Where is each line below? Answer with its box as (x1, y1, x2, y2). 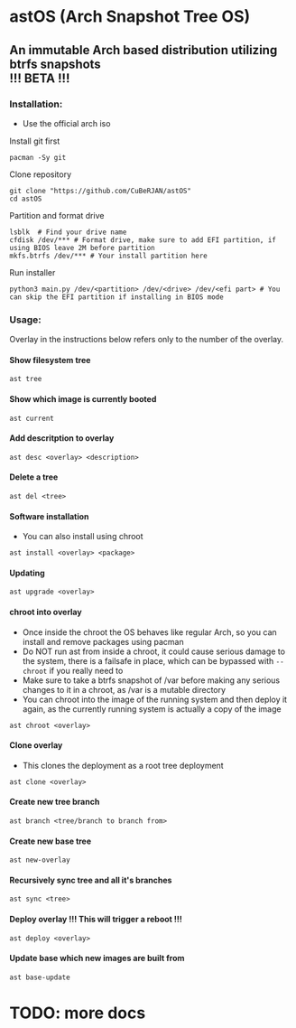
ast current (9, 414, 54, 423)
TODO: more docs (9, 1003, 146, 1023)
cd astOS (9, 194, 42, 203)
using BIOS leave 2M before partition (9, 243, 155, 252)
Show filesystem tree (9, 354, 91, 365)
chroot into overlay (9, 606, 83, 617)
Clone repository (9, 169, 72, 180)
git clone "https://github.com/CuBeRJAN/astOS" (9, 186, 192, 195)
